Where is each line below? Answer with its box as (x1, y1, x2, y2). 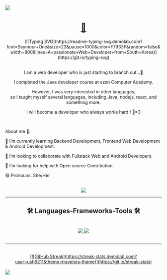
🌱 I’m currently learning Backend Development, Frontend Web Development (5, 138, 160, 144)
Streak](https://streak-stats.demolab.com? (50, 253, 137, 259)
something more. (66, 99, 101, 105)
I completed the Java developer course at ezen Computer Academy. (13, 79, 154, 85)
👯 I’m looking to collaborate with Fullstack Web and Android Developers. (5, 153, 153, 159)
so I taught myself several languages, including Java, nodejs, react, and (10, 94, 157, 100)
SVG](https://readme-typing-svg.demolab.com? (44, 38, 143, 44)
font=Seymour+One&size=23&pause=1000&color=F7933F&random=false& (6, 43, 161, 49)
